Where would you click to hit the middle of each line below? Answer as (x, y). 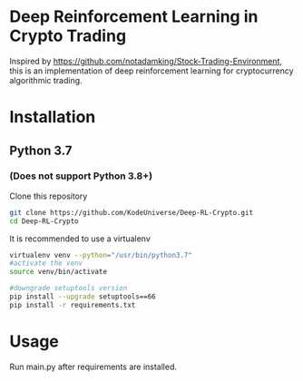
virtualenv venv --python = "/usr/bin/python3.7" (101, 255)
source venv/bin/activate (58, 272)
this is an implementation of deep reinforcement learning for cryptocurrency (151, 71)
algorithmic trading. (46, 80)
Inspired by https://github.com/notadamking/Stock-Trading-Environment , (146, 61)
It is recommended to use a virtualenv (80, 239)
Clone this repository (49, 196)
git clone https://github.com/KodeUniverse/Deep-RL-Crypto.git (132, 212)
